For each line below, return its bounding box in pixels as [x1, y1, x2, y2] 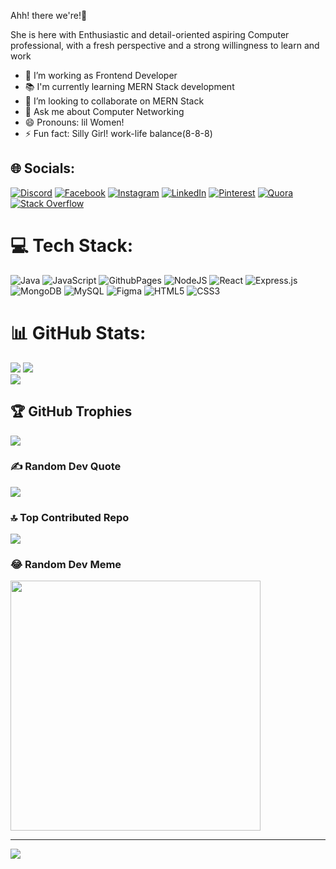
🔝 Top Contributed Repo [10, 510, 130, 524]
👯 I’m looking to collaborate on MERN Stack [24, 95, 205, 107]
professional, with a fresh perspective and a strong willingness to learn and [10, 40, 320, 51]
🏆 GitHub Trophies [10, 403, 133, 420]
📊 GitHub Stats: [10, 321, 147, 344]
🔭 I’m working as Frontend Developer [24, 70, 178, 81]
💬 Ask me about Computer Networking [24, 106, 185, 117]
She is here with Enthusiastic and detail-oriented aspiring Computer [10, 29, 290, 40]
